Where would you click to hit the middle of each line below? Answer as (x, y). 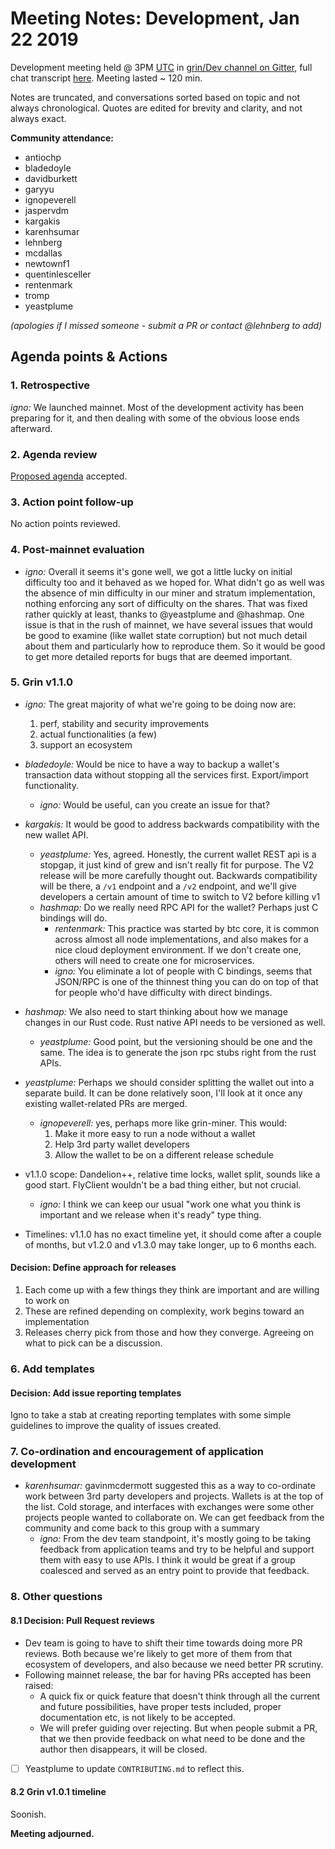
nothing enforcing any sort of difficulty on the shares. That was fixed (166, 603)
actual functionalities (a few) (98, 734)
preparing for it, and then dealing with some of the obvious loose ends (155, 418)
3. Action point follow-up (72, 502)
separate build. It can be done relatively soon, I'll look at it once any (163, 1093)
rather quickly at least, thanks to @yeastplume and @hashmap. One (164, 614)
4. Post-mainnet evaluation (77, 550)
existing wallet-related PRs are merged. (106, 1103)
